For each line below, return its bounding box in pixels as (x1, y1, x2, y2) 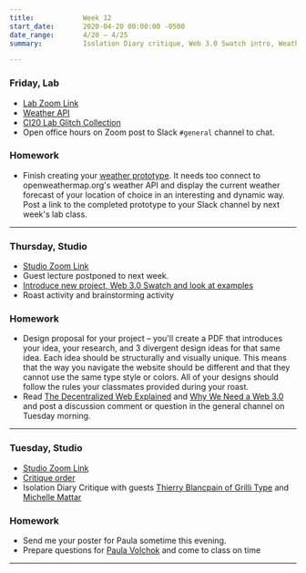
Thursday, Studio (9, 240, 88, 252)
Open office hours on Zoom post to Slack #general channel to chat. (22, 127, 275, 138)
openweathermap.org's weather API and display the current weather (22, 179, 280, 190)
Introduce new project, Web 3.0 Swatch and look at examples (22, 280, 253, 292)
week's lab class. (22, 209, 88, 220)
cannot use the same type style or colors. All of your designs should (22, 372, 280, 383)
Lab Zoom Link (22, 97, 79, 108)
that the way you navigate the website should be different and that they (22, 362, 291, 373)
